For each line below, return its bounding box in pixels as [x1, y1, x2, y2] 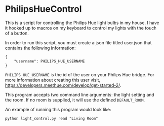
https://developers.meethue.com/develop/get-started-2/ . [5, 82, 122, 88]
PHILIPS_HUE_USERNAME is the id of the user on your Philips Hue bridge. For [5, 71, 155, 77]
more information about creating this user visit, [5, 77, 100, 83]
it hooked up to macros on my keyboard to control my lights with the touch [5, 25, 157, 31]
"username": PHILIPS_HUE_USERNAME [14, 59, 85, 63]
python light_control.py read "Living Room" [5, 116, 98, 121]
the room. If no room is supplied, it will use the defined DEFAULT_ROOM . [5, 97, 145, 103]
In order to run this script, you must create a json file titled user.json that [5, 39, 152, 45]
